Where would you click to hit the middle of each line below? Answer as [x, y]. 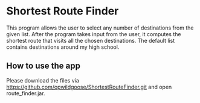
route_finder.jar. [26, 93]
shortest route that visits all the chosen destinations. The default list [91, 40]
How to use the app [43, 66]
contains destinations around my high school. [63, 47]
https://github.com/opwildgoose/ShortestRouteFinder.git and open [89, 87]
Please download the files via [43, 80]
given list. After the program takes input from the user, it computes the [94, 34]
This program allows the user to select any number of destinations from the [100, 28]
